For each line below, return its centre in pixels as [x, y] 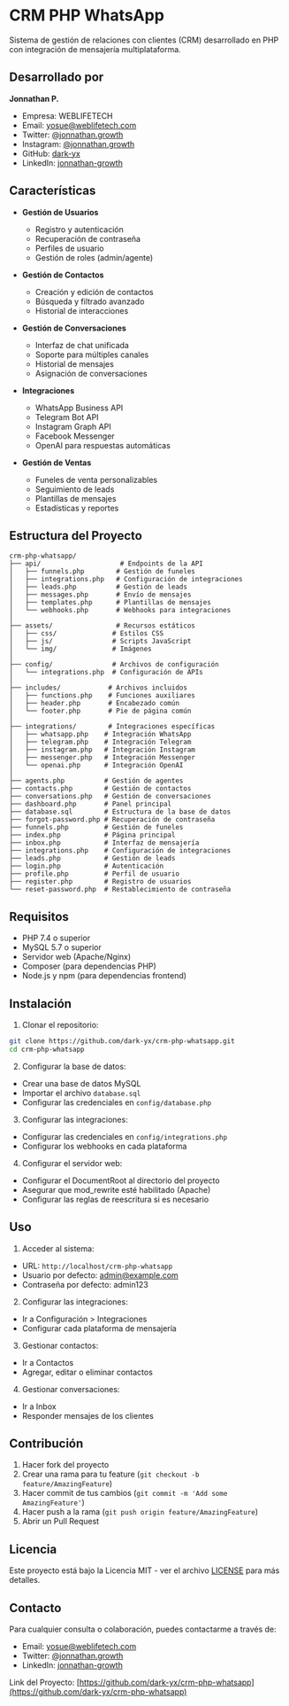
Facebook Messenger [75, 436]
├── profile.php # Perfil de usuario [94, 874]
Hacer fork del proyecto [65, 1465]
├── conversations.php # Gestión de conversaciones [110, 797]
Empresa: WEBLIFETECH [67, 115]
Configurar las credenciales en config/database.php [117, 1102]
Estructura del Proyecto [76, 536]
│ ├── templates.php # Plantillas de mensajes [110, 603]
